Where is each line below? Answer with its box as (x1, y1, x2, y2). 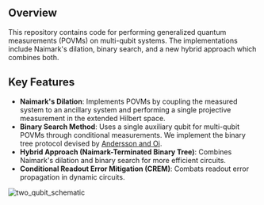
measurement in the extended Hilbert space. (19, 113, 166, 123)
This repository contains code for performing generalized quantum (8, 27, 227, 36)
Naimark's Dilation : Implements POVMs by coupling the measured (19, 97, 238, 106)
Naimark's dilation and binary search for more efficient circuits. (19, 155, 226, 165)
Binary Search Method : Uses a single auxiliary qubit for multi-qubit (19, 122, 240, 131)
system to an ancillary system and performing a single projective (19, 104, 231, 114)
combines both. (8, 52, 59, 62)
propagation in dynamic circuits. (19, 172, 125, 181)
